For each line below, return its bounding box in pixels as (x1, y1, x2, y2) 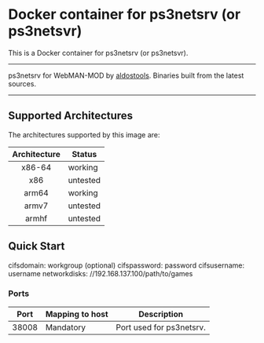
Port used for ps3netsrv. (115, 322, 207, 333)
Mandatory (45, 322, 86, 333)
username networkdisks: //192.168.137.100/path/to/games (8, 268, 193, 278)
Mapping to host (45, 308, 108, 319)
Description (138, 308, 183, 319)
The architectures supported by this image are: (8, 130, 160, 139)
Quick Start (8, 239, 65, 253)
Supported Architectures (8, 109, 134, 122)
